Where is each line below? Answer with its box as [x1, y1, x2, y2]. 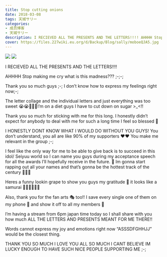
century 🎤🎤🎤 [5, 169, 31, 175]
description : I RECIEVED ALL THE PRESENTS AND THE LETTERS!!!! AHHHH [5, 35, 153, 40]
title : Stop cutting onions [5, 7, 64, 12]
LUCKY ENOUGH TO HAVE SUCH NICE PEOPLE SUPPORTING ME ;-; [5, 246, 147, 252]
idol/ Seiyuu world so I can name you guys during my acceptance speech [5, 153, 156, 159]
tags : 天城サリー [5, 16, 37, 21]
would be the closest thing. [5, 231, 61, 237]
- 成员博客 [5, 26, 25, 31]
